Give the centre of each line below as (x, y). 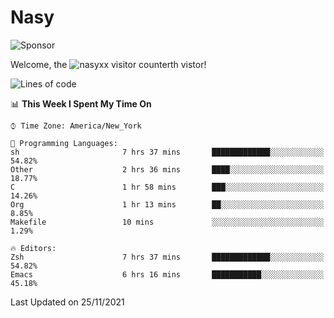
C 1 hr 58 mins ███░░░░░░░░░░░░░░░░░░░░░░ (167, 187)
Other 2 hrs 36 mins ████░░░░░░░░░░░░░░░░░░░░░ (167, 169)
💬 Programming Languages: (64, 143)
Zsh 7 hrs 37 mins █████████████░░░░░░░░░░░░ (167, 257)
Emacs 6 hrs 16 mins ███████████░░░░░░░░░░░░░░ (167, 274)
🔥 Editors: (33, 248)
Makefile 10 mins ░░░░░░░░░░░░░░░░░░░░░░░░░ (167, 222)
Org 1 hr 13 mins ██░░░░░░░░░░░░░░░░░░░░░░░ (167, 204)
